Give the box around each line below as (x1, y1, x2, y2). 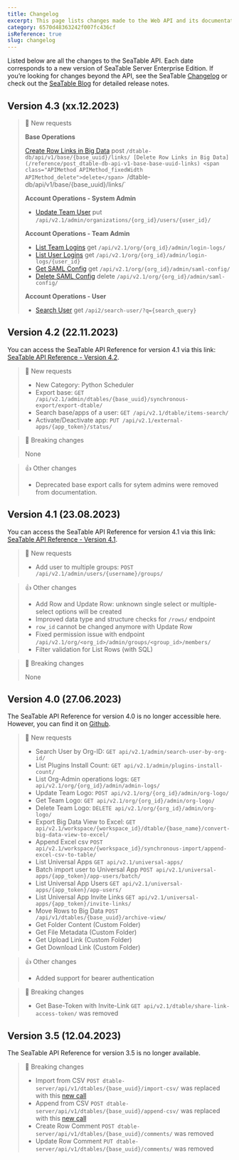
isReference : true (7, 30, 62, 38)
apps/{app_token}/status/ (35, 423, 112, 430)
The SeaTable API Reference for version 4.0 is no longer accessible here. (7, 712, 222, 720)
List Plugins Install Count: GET (35, 761, 121, 770)
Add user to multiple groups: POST (35, 562, 134, 571)
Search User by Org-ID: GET (35, 747, 116, 756)
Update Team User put (35, 207, 102, 216)
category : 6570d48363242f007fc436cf (7, 24, 116, 31)
